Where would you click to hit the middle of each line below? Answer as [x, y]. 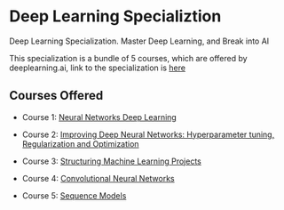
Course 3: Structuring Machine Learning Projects [111, 161]
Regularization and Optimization [80, 143]
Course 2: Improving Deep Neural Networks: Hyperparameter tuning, [148, 134]
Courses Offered [56, 96]
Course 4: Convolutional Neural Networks [98, 178]
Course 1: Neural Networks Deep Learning [99, 117]
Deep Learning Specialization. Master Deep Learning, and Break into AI [139, 41]
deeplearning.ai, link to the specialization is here [98, 68]
